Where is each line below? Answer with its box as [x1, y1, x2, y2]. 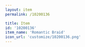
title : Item [5, 21, 30, 26]
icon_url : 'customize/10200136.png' [5, 35, 81, 40]
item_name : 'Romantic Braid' [5, 30, 66, 35]
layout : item [5, 7, 32, 12]
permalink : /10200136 [5, 12, 50, 17]
